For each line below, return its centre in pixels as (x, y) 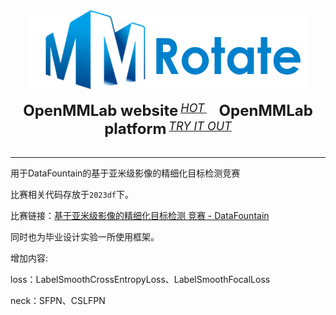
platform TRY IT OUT (168, 129)
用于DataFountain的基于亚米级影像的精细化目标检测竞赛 (125, 173)
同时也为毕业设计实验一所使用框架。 (85, 237)
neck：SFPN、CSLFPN (58, 301)
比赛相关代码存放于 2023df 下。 (72, 195)
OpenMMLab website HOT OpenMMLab (168, 111)
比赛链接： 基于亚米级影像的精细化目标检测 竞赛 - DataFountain (140, 216)
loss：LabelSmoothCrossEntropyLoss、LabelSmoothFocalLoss (140, 280)
